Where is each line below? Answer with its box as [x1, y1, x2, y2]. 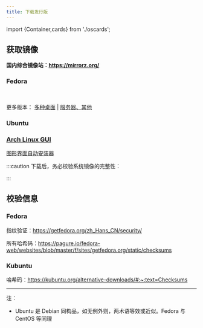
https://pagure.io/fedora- [38, 240, 101, 247]
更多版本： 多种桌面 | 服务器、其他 [6, 103, 92, 111]
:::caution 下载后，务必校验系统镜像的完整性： [6, 162, 121, 169]
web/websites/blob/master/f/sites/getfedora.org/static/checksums [6, 246, 172, 254]
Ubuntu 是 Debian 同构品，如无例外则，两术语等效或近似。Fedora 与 [14, 307, 186, 315]
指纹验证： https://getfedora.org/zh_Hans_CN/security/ [6, 226, 142, 234]
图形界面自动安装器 [6, 149, 54, 157]
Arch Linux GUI [6, 135, 51, 143]
